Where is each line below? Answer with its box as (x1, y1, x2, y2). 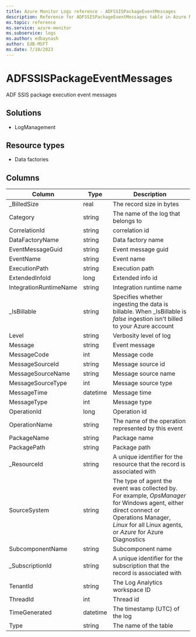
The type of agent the (113, 477, 173, 485)
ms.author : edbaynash (6, 36, 59, 41)
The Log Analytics (113, 579, 163, 587)
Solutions (6, 108, 42, 118)
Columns (6, 173, 40, 183)
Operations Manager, (113, 514, 171, 522)
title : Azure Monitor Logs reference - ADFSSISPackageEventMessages (6, 8, 176, 15)
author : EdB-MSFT (6, 41, 48, 47)
